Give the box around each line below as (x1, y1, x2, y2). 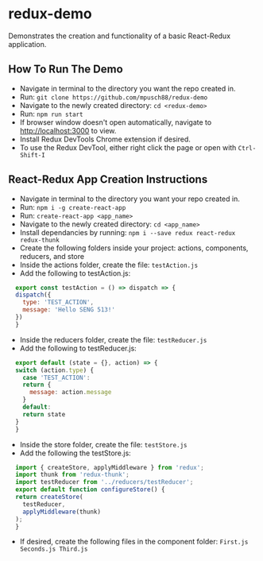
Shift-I (19, 151, 45, 159)
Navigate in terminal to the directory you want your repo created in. (19, 194, 240, 203)
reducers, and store (19, 251, 85, 261)
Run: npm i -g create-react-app (19, 202, 126, 211)
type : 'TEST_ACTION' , (22, 299, 94, 307)
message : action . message (29, 389, 112, 397)
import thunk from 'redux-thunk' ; (15, 470, 130, 479)
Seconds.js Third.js (19, 545, 88, 553)
